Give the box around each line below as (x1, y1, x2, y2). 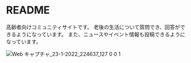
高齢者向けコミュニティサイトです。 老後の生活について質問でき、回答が (6, 23, 180, 30)
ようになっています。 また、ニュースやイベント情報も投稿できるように (16, 30, 186, 38)
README (6, 3, 50, 17)
